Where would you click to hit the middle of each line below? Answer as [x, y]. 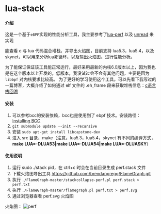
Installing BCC [26, 121]
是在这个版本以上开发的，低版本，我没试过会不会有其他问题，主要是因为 [77, 73]
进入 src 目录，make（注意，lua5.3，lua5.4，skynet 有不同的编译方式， [84, 138]
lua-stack [25, 8]
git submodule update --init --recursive [54, 126]
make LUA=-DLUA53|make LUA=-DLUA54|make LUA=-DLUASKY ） [81, 144]
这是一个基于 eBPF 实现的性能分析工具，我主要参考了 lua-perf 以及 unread [77, 34]
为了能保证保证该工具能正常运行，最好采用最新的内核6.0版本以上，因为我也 [80, 67]
